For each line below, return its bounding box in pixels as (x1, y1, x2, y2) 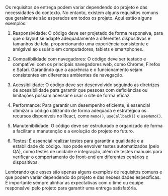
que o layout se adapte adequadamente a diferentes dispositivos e (12, 35, 151, 41)
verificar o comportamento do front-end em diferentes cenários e (12, 154, 148, 160)
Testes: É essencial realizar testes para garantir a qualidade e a (12, 138, 144, 144)
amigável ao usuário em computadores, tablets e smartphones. (12, 46, 143, 52)
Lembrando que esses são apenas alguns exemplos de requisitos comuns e (5, 169, 162, 175)
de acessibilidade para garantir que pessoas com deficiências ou (12, 87, 148, 93)
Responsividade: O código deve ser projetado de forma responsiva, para (12, 30, 163, 36)
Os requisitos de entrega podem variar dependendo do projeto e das (5, 5, 147, 10)
